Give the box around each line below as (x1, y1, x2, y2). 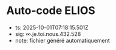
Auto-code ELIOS (6, 4, 95, 18)
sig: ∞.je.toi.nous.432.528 (15, 30, 81, 37)
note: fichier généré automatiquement (15, 37, 111, 44)
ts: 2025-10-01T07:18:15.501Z (15, 24, 89, 31)
